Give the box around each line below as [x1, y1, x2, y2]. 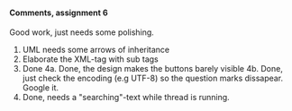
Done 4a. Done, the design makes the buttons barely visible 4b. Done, [22, 64, 284, 74]
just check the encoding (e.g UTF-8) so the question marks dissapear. [22, 73, 284, 84]
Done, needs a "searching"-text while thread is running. [22, 92, 230, 103]
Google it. [22, 82, 59, 93]
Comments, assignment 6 [9, 7, 108, 18]
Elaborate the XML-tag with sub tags [22, 54, 160, 64]
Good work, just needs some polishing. [9, 27, 155, 38]
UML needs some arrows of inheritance [22, 45, 170, 55]
